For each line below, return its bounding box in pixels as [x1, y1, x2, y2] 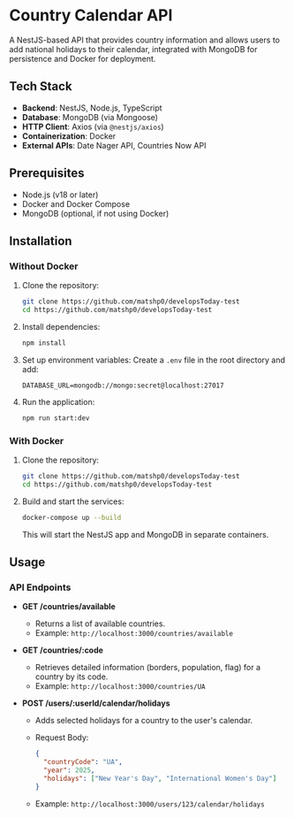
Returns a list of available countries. [34, 618, 166, 629]
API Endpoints [9, 581, 72, 593]
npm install [21, 339, 66, 348]
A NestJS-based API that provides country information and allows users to [9, 34, 281, 45]
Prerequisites [9, 165, 85, 181]
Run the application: [21, 396, 95, 407]
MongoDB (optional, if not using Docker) [21, 208, 170, 218]
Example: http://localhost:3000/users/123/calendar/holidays [34, 798, 265, 809]
